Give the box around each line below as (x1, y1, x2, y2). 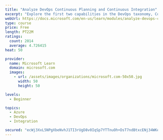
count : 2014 (9, 39, 34, 44)
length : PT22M (5, 30, 34, 34)
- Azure (9, 110, 25, 115)
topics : (5, 105, 21, 110)
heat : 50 (5, 47, 23, 52)
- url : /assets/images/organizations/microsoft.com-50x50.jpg (14, 75, 142, 79)
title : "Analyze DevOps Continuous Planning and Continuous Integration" (5, 7, 158, 12)
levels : (5, 92, 21, 97)
